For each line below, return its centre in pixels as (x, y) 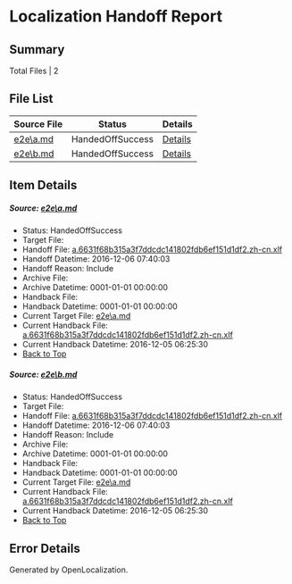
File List (31, 99)
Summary (37, 50)
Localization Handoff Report (116, 17)
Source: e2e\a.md (43, 208)
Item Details (43, 185)
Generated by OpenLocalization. (69, 570)
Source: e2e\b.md (43, 374)
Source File (38, 124)
